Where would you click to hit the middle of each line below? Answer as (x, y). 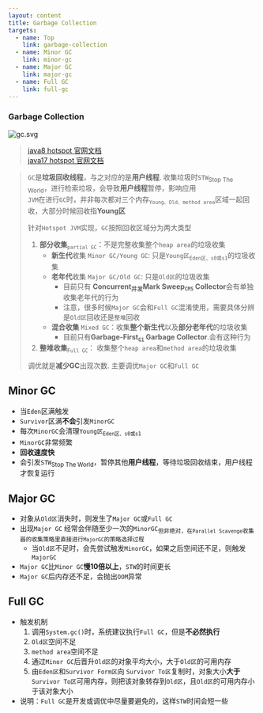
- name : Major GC (44, 67)
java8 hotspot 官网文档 (65, 150)
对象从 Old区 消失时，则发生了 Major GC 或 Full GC (96, 518)
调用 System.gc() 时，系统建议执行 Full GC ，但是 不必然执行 (126, 631)
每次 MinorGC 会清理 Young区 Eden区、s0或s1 (81, 431)
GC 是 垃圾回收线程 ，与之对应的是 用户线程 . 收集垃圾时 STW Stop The (130, 178)
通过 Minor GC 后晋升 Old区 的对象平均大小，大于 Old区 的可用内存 (131, 661)
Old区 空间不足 (54, 641)
